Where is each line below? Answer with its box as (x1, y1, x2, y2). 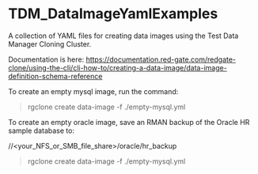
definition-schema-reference (8, 71, 103, 81)
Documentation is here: (8, 55, 85, 64)
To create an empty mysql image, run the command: (8, 86, 179, 96)
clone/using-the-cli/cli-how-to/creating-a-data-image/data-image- (8, 62, 227, 72)
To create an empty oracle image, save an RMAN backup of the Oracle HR (8, 117, 250, 127)
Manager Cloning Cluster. (8, 39, 92, 48)
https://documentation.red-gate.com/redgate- (85, 55, 236, 64)
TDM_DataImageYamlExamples (8, 5, 218, 23)
